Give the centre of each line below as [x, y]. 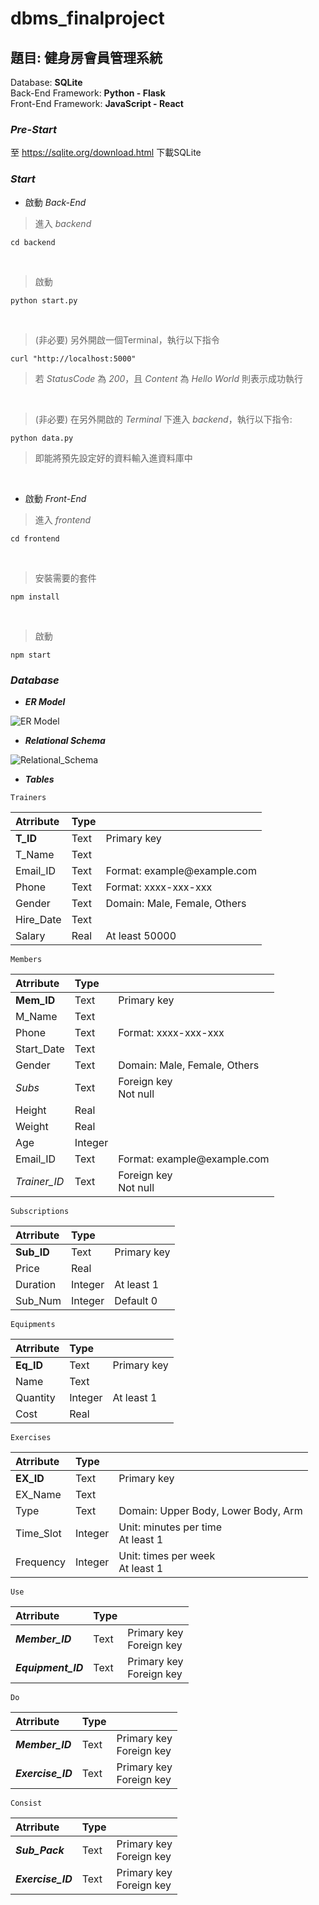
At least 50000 [141, 935]
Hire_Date [38, 919]
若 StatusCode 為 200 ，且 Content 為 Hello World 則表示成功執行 [168, 378]
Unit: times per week [167, 1555]
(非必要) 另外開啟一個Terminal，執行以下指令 [127, 339]
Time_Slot [38, 1533]
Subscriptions [40, 1211]
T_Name [35, 854]
